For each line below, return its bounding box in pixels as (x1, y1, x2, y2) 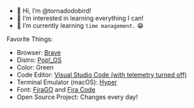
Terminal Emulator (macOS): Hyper (16, 78, 118, 86)
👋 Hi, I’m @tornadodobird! (16, 7, 91, 15)
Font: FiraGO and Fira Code (16, 86, 96, 93)
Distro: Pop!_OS (16, 56, 62, 64)
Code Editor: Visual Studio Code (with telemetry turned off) (16, 70, 187, 79)
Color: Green (16, 63, 54, 71)
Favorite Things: (6, 35, 53, 43)
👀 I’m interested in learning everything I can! (16, 14, 144, 22)
